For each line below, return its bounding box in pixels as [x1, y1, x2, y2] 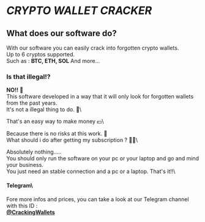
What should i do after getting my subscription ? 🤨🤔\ [6, 136, 138, 144]
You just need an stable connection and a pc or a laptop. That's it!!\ [6, 168, 176, 175]
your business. [6, 161, 44, 169]
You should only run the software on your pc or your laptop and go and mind [6, 155, 199, 162]
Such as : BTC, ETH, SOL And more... [6, 57, 100, 64]
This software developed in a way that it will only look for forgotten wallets [6, 93, 194, 100]
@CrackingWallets [6, 209, 55, 216]
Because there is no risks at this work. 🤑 [6, 130, 108, 138]
